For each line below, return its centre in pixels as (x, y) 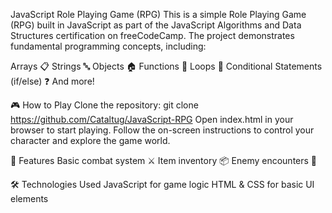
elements (29, 198)
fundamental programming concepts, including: (108, 46)
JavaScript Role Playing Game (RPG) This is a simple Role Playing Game (158, 14)
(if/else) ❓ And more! (52, 81)
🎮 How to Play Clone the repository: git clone (104, 105)
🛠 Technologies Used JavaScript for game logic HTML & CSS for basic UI (162, 184)
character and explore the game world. (90, 140)
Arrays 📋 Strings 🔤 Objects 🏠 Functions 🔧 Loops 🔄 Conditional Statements (166, 66)
